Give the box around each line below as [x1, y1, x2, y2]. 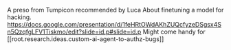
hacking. [7, 13, 32, 21]
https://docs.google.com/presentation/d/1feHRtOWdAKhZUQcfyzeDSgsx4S [7, 21, 222, 28]
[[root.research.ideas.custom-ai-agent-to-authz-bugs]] [7, 35, 164, 43]
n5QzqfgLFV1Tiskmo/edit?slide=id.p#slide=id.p [7, 27, 142, 36]
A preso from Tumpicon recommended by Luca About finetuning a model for [7, 6, 224, 14]
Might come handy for [142, 27, 206, 36]
